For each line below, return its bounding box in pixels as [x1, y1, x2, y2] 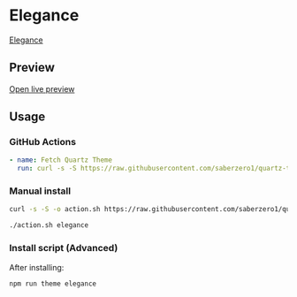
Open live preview [9, 83, 75, 94]
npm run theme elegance [9, 279, 97, 288]
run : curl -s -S [17, 164, 77, 173]
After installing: [9, 262, 65, 272]
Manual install [9, 185, 72, 197]
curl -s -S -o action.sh [9, 205, 101, 214]
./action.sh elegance [9, 221, 89, 230]
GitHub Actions [9, 136, 77, 148]
